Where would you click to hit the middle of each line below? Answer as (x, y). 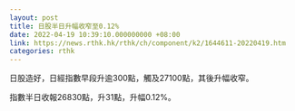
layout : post (34, 18)
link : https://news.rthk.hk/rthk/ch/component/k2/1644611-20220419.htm (147, 43)
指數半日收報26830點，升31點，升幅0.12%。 (93, 97)
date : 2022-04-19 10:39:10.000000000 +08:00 (95, 34)
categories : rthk (42, 51)
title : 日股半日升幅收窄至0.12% (64, 26)
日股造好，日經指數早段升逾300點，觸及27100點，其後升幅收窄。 (132, 79)
